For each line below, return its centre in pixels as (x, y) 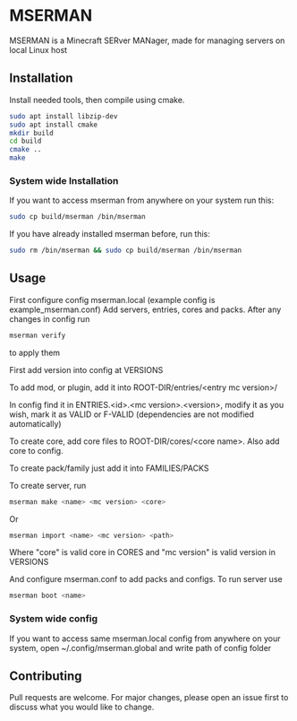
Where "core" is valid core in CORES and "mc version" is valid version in (142, 552)
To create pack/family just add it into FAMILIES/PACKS (109, 468)
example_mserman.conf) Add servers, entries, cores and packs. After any (145, 309)
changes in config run (50, 318)
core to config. (37, 450)
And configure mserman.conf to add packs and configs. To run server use (146, 579)
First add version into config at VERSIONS (86, 369)
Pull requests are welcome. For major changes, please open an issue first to (149, 698)
